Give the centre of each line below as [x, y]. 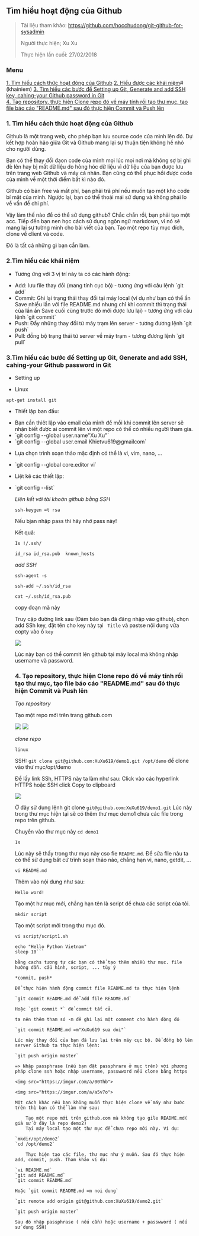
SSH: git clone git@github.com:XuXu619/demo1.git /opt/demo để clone [102, 761]
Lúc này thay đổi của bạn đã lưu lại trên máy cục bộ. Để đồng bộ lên [104, 1040]
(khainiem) [19, 89]
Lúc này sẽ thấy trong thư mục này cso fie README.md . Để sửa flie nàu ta [101, 854]
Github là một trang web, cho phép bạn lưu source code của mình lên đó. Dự [99, 137]
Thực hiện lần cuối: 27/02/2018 [59, 55]
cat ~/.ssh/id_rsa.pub [43, 597]
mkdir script [31, 915]
